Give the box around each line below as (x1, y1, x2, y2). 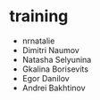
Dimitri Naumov (21, 44, 80, 55)
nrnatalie (21, 35, 55, 46)
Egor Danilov (21, 73, 70, 83)
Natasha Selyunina (21, 54, 92, 65)
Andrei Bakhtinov (21, 82, 87, 93)
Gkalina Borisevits (21, 64, 89, 74)
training (9, 6, 69, 27)
